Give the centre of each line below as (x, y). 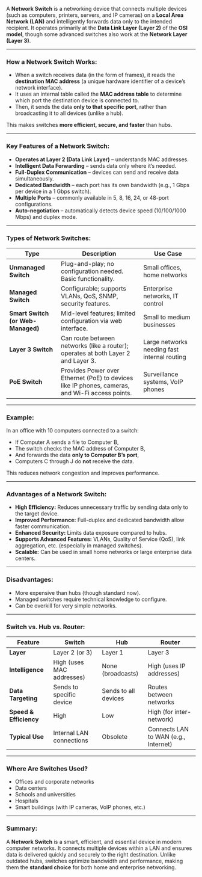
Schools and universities (45, 795)
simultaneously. (34, 178)
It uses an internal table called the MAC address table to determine (98, 94)
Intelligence (26, 670)
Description (99, 253)
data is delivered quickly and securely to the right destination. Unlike (91, 854)
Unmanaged (27, 267)
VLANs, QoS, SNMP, (90, 296)
